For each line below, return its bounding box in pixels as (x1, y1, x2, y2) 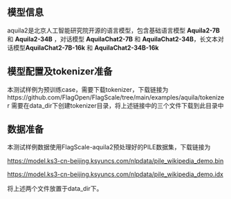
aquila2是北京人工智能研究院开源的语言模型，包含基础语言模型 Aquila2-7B (7, 26, 220, 35)
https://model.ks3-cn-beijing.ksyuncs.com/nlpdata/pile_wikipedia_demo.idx (7, 170, 223, 178)
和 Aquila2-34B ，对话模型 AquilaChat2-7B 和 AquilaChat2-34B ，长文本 (7, 35, 219, 43)
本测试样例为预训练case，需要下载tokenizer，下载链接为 (7, 85, 169, 93)
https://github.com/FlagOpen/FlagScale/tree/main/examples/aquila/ (7, 93, 201, 102)
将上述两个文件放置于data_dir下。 (7, 184, 103, 193)
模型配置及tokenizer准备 (7, 66, 113, 77)
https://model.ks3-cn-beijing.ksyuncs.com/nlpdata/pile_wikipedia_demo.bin (7, 157, 224, 165)
